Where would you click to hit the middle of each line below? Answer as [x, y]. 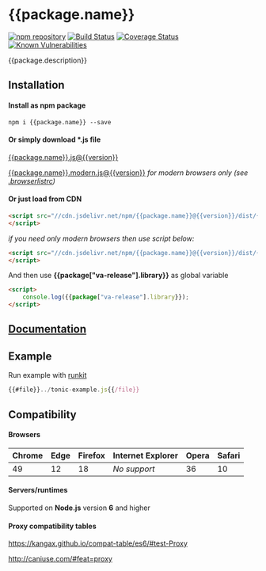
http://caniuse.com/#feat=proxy [61, 559]
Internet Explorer [145, 455]
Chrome [28, 455]
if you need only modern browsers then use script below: [101, 238]
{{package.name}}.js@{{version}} [63, 157]
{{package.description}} [47, 60]
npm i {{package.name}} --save [60, 122]
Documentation [47, 329]
